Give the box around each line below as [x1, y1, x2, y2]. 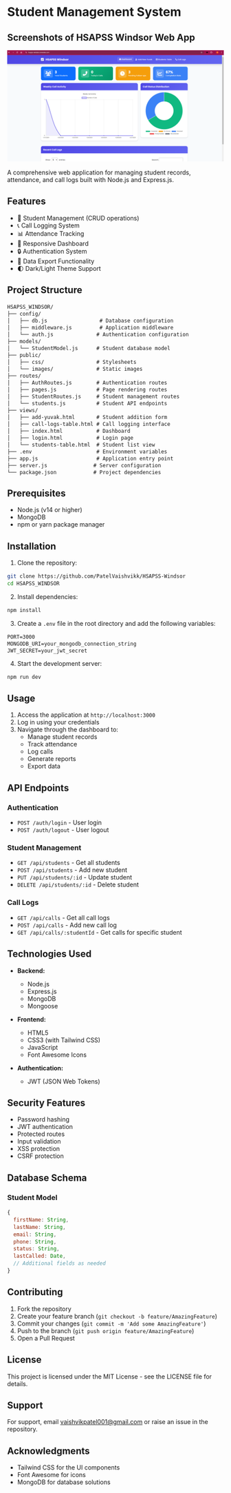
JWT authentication [16, 1123, 74, 1131]
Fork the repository [16, 1304, 72, 1313]
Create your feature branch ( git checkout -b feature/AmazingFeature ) [16, 1312, 218, 1320]
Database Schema [7, 1172, 87, 1184]
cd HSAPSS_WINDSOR [7, 580, 60, 587]
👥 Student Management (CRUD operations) [16, 214, 140, 222]
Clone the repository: [16, 559, 78, 567]
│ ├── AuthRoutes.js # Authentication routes [7, 379, 168, 386]
